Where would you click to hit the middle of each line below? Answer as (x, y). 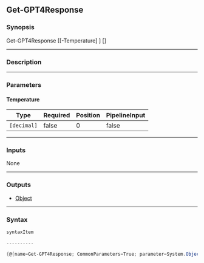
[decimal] (23, 126)
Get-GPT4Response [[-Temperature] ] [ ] (56, 40)
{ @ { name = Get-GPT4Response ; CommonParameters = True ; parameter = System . (96, 254)
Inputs (16, 150)
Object (23, 198)
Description (24, 62)
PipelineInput (126, 115)
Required (57, 115)
